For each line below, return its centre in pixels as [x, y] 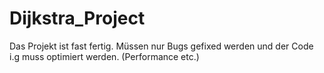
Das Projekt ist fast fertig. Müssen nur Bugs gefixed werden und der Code [161, 46]
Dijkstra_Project [77, 18]
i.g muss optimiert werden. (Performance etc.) [104, 56]
